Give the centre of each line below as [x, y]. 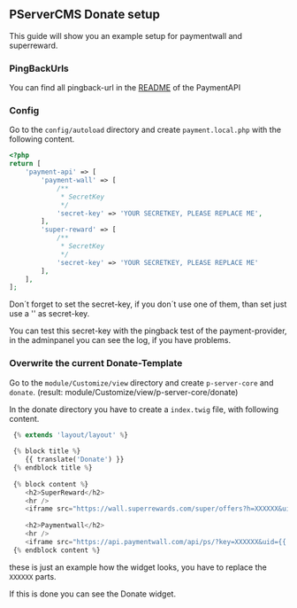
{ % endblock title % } [53, 468]
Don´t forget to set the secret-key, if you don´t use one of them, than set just [148, 304]
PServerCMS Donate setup [85, 15]
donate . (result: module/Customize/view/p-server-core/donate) [124, 392]
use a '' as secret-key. [49, 314]
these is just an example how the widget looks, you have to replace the [138, 567]
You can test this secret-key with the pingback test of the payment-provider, [148, 331]
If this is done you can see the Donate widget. [93, 594]
